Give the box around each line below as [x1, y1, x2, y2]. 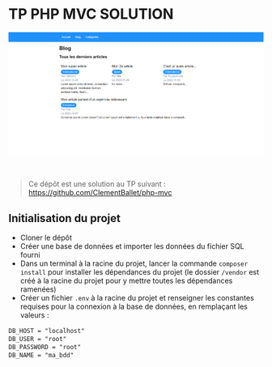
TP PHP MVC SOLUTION [8, 5, 174, 23]
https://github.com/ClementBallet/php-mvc [28, 188, 172, 198]
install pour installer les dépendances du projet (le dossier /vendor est [19, 267, 260, 277]
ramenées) [19, 284, 57, 294]
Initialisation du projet [8, 211, 121, 225]
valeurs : [19, 310, 49, 320]
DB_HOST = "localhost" [8, 327, 85, 335]
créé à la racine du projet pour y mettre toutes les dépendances [19, 276, 233, 286]
